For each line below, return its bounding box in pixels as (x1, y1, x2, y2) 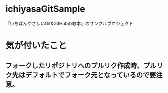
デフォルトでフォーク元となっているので (25, 71, 150, 79)
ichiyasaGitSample (5, 3, 85, 15)
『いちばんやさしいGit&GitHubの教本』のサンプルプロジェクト (5, 20, 134, 26)
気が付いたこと (5, 40, 67, 51)
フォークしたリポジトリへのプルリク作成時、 (5, 61, 144, 70)
